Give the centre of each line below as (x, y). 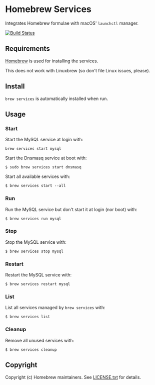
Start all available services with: (38, 176)
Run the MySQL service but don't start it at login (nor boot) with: (71, 209)
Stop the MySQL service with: (36, 242)
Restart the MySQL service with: (38, 275)
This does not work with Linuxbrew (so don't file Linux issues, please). (78, 70)
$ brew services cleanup (31, 350)
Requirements (27, 49)
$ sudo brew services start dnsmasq (43, 167)
